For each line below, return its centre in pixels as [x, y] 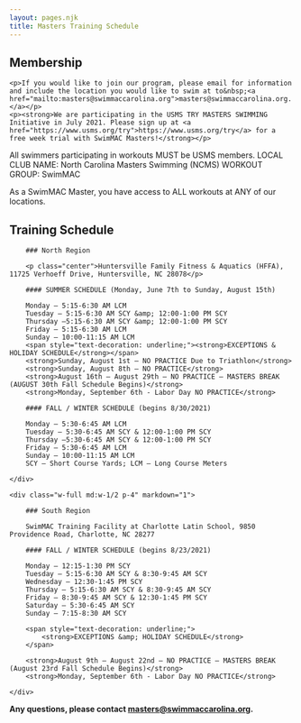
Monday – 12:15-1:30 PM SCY [78, 566]
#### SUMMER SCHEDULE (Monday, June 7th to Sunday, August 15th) [151, 290]
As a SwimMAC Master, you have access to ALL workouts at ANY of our [143, 192]
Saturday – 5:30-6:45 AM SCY [80, 606]
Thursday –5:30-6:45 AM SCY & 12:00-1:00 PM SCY [119, 440]
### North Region [58, 251]
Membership [46, 63]
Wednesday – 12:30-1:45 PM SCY [84, 582]
